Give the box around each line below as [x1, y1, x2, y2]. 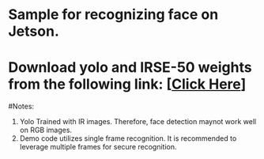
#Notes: [8, 101, 34, 112]
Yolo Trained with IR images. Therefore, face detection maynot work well [19, 117, 257, 127]
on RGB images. [19, 125, 73, 135]
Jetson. [8, 22, 59, 40]
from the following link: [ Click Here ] [8, 75, 247, 93]
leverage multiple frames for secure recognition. [19, 142, 177, 152]
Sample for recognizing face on [8, 6, 219, 24]
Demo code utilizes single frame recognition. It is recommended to [19, 134, 237, 143]
